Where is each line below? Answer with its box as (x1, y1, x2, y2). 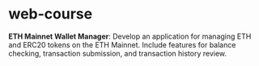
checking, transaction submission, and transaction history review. (8, 48, 227, 58)
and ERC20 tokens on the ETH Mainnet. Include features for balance (8, 39, 236, 49)
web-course (8, 5, 93, 23)
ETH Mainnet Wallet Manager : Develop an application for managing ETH (8, 31, 252, 41)
